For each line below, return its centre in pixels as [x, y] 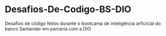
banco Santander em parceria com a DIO [48, 28]
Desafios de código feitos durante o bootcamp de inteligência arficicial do [83, 23]
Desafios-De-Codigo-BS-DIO [68, 9]
